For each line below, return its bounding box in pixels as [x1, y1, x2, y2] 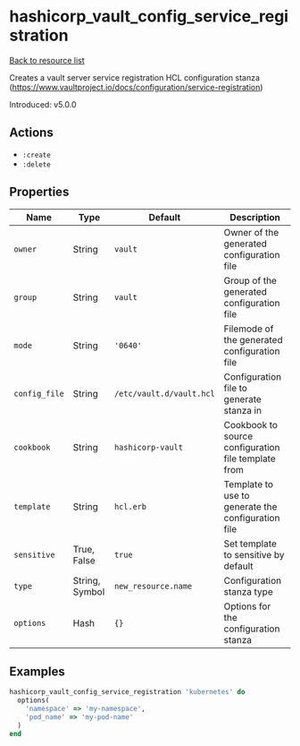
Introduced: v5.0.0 [9, 99, 78, 109]
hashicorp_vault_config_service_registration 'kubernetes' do [9, 688, 246, 697]
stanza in [223, 404, 262, 416]
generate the [223, 500, 278, 512]
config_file [13, 388, 65, 399]
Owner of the [223, 226, 279, 238]
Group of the [223, 274, 277, 287]
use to [223, 489, 250, 502]
